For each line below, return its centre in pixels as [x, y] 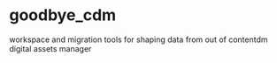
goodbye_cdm [63, 15]
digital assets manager [50, 48]
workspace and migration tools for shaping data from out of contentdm [138, 39]
